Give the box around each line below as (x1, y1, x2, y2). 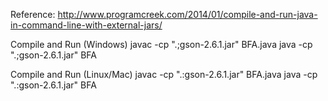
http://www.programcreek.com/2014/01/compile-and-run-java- (57, 9, 318, 20)
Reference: (10, 9, 56, 20)
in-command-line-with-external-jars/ (10, 19, 163, 31)
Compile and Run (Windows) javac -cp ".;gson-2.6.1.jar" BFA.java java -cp (10, 39, 313, 50)
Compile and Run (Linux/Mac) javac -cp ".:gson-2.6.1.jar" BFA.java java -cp (10, 69, 318, 80)
